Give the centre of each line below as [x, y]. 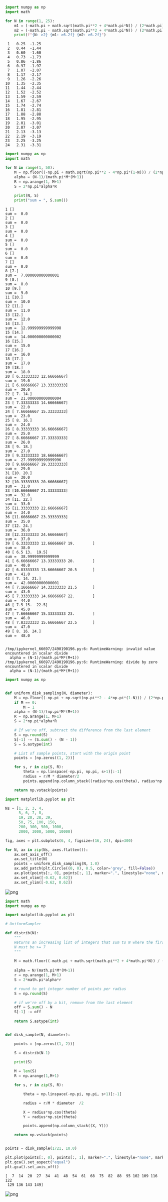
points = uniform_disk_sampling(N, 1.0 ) [57, 864]
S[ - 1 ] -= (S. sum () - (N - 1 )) [46, 739]
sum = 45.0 [17, 609]
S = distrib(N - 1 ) [32, 1053]
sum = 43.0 [17, 592]
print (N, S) [26, 196]
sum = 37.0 [17, 539]
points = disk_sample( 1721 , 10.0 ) [41, 1149]
